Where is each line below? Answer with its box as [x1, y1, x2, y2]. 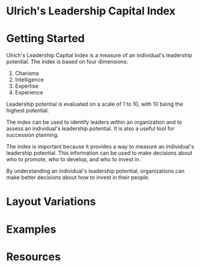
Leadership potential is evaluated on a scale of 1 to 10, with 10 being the [6, 100, 183, 108]
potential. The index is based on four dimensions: [6, 58, 129, 66]
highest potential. [6, 107, 49, 114]
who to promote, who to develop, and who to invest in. [6, 156, 141, 163]
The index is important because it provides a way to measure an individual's [6, 143, 195, 150]
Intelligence [14, 76, 44, 84]
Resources [6, 250, 61, 263]
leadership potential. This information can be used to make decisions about [6, 149, 193, 157]
